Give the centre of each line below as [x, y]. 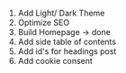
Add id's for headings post [67, 51]
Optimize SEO [44, 23]
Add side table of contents [67, 41]
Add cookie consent [55, 61]
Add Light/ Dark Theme [61, 13]
